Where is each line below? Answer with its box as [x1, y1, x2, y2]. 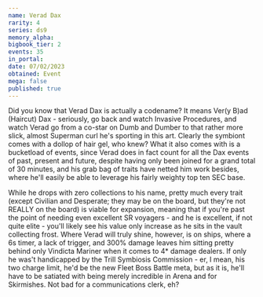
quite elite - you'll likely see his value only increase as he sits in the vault [8, 222, 243, 231]
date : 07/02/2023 [8, 63, 65, 71]
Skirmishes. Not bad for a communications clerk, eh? [8, 280, 180, 289]
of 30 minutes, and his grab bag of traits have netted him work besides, [8, 164, 239, 174]
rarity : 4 [8, 19, 41, 27]
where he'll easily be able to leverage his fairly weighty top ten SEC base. [8, 173, 246, 182]
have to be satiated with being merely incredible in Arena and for [8, 272, 217, 281]
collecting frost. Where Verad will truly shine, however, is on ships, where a [8, 229, 251, 240]
